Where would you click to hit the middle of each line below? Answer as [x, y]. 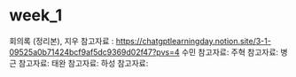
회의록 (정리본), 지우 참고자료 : [62, 41]
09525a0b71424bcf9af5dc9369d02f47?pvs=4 [94, 52]
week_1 [36, 15]
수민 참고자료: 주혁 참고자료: [230, 52]
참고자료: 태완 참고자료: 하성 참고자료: [83, 63]
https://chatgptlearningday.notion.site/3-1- [194, 41]
